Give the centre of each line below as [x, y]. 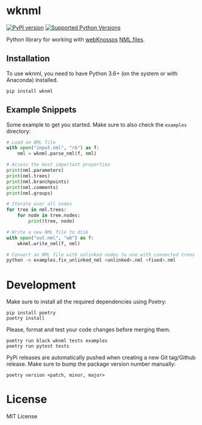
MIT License [22, 416]
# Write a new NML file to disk [47, 232]
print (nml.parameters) [35, 171]
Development [41, 285]
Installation [28, 59]
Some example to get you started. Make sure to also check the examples [97, 124]
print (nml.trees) [28, 176]
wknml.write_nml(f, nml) [49, 243]
